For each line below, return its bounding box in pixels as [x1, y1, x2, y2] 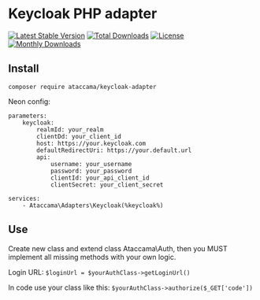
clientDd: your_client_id [36, 132, 122, 140]
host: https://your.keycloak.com [36, 139, 147, 147]
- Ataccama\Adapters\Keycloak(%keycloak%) [22, 202, 164, 209]
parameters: [8, 112, 47, 120]
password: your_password [50, 167, 132, 175]
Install [8, 62, 39, 76]
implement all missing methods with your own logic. [8, 252, 176, 261]
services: [8, 194, 41, 202]
